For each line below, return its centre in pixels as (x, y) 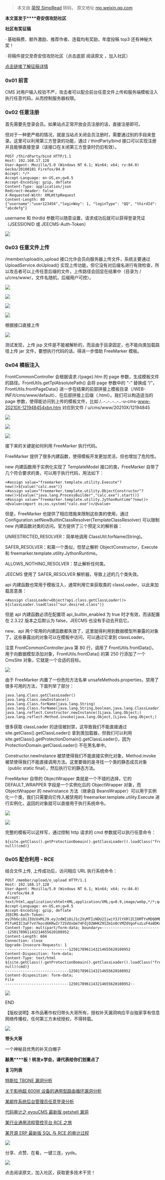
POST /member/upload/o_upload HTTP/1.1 (46, 880)
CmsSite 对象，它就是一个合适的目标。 (44, 660)
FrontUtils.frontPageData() (32, 389)
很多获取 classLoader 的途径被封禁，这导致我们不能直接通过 (66, 727)
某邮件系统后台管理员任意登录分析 (40, 1101)
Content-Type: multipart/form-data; (42, 928)
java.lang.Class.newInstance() (37, 700)
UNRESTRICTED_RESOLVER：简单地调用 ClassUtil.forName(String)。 (75, 537)
